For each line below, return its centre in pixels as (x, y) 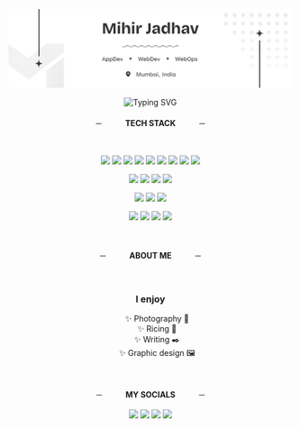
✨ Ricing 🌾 (157, 328)
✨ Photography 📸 (157, 318)
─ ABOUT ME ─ (150, 256)
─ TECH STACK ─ (150, 123)
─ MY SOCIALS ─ (150, 394)
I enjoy (150, 299)
